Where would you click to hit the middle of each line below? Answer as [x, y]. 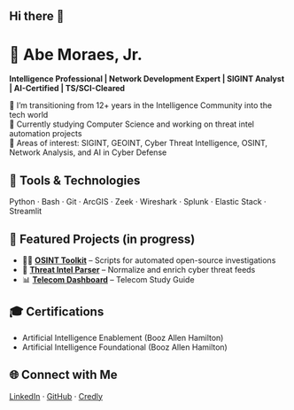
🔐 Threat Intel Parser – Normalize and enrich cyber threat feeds [139, 269]
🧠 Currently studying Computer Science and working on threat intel [132, 124]
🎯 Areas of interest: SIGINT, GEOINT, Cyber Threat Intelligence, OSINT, [139, 143]
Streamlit [26, 211]
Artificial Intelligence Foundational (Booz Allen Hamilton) [124, 347]
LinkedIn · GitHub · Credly [56, 396]
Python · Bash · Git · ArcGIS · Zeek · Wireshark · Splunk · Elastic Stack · [138, 202]
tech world [29, 115]
